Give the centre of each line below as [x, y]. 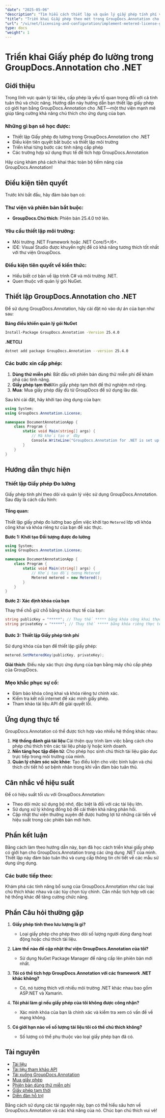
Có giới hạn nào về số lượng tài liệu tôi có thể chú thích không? [77, 1027]
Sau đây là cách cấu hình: [31, 500]
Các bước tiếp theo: [29, 876]
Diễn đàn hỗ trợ [28, 1095]
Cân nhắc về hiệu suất [40, 783]
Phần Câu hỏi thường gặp [44, 912]
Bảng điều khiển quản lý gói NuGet [41, 323]
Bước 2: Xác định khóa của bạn [37, 601]
